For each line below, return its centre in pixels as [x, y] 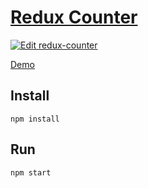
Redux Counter [74, 17]
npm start [31, 172]
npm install [35, 119]
